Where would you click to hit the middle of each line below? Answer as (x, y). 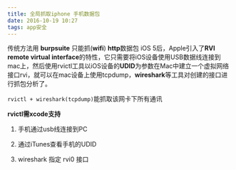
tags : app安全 (27, 27)
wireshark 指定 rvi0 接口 (53, 159)
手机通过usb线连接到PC (52, 129)
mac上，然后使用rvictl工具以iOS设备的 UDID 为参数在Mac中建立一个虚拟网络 (118, 66)
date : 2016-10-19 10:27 (43, 21)
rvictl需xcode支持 (34, 114)
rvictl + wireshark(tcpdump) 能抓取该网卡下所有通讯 (85, 99)
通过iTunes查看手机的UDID (57, 144)
